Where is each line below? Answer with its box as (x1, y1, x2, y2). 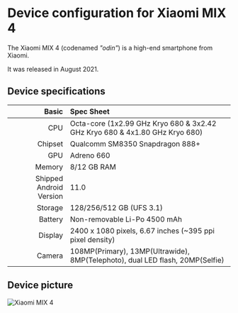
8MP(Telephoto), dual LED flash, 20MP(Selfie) (69, 255, 225, 265)
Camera (36, 251, 64, 260)
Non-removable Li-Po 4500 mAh (69, 214, 183, 224)
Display (38, 230, 64, 240)
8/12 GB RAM (69, 162, 117, 172)
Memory (35, 162, 64, 172)
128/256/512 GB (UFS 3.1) (69, 202, 163, 212)
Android (36, 182, 64, 192)
